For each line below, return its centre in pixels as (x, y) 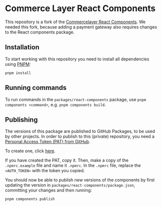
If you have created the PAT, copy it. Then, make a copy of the (67, 161)
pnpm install (18, 73)
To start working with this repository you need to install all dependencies (77, 59)
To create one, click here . (30, 151)
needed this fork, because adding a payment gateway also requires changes (81, 27)
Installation (22, 47)
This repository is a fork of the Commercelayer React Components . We (75, 22)
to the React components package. (40, 32)
